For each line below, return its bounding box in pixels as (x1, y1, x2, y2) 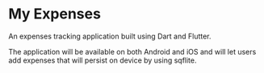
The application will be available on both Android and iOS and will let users (8, 47, 257, 56)
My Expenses (8, 5, 101, 23)
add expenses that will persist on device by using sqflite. (8, 55, 197, 65)
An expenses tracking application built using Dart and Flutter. (8, 31, 212, 41)
